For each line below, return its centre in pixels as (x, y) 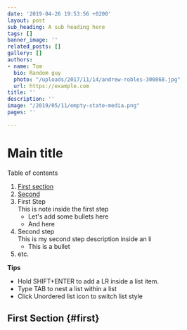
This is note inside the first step (63, 209)
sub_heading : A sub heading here (56, 27)
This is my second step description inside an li (84, 239)
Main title (35, 153)
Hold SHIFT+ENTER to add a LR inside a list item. (88, 281)
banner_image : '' (33, 40)
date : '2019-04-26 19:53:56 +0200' (59, 14)
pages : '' (22, 112)
